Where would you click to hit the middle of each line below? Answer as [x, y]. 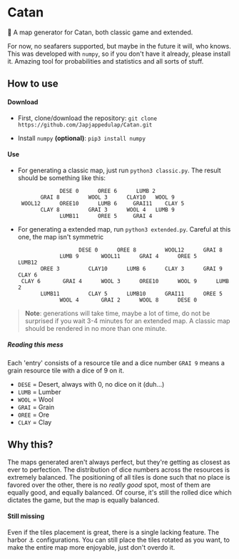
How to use [33, 84]
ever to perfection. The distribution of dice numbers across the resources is [119, 470]
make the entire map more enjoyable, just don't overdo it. [91, 547]
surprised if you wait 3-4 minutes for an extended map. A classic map [127, 321]
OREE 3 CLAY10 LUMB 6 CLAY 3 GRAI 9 [131, 269]
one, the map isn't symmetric [61, 237]
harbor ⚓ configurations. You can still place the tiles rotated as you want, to [119, 540]
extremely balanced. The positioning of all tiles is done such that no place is [119, 477]
